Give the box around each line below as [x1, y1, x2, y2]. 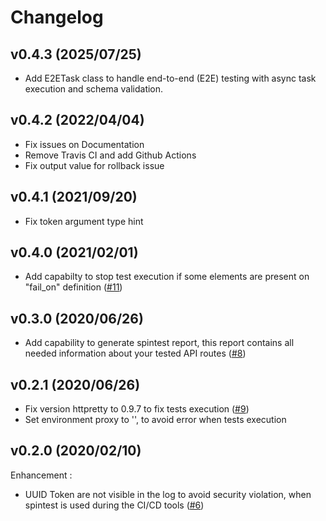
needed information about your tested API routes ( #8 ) [24, 347, 247, 360]
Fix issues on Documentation [24, 138, 145, 150]
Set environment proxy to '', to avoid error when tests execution [24, 414, 287, 426]
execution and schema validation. [24, 83, 164, 95]
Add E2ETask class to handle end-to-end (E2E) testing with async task [24, 72, 317, 84]
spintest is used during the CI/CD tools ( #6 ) [24, 499, 205, 511]
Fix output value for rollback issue [24, 159, 165, 171]
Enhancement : [10, 469, 73, 481]
